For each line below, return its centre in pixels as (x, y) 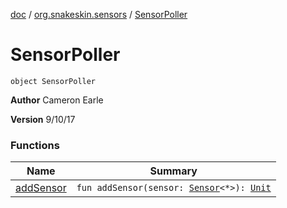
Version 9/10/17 (43, 119)
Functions (35, 145)
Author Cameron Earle (57, 100)
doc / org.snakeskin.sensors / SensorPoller (99, 14)
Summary (173, 171)
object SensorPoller (53, 81)
